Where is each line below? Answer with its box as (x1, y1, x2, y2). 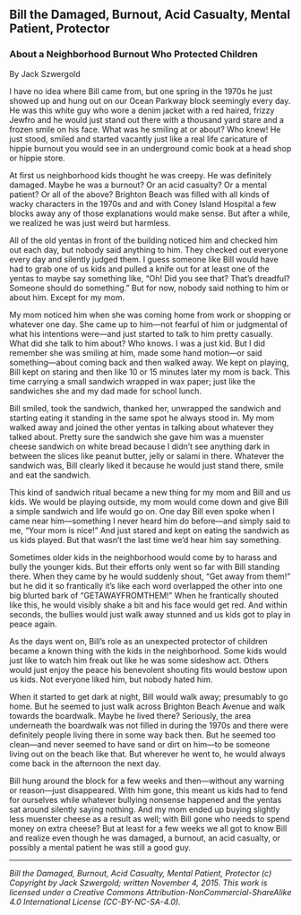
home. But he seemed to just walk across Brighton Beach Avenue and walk (9, 701, 286, 712)
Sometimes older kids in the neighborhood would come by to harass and (9, 551, 278, 563)
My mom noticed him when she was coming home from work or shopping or (9, 309, 292, 320)
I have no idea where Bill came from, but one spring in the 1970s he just (9, 85, 273, 97)
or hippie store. (9, 152, 65, 163)
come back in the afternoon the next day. (9, 757, 161, 769)
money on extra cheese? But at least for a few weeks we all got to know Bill (9, 823, 288, 833)
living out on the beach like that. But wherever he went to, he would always (9, 748, 286, 759)
